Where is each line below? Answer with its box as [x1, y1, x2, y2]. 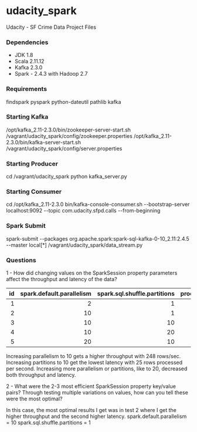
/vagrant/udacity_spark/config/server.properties [6, 145, 123, 152]
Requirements [6, 85, 47, 93]
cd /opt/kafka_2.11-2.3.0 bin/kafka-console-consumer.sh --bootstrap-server [6, 201, 190, 208]
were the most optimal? [6, 395, 63, 403]
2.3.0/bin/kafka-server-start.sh [6, 139, 81, 146]
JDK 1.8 [14, 52, 33, 59]
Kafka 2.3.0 [14, 64, 43, 71]
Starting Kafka [6, 113, 49, 121]
